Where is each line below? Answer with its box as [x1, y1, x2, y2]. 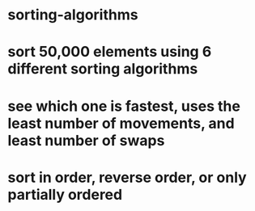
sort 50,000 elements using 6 [7, 43, 212, 61]
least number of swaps [7, 131, 165, 150]
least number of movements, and [7, 114, 236, 133]
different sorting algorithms [7, 60, 198, 78]
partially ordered [7, 185, 123, 204]
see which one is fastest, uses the [7, 97, 240, 115]
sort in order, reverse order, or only [7, 168, 248, 187]
